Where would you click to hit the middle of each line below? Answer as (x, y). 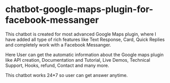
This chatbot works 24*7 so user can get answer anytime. (67, 75)
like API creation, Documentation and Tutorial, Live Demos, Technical (78, 60)
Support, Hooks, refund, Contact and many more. (57, 65)
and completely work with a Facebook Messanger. (58, 45)
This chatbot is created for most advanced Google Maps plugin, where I (81, 34)
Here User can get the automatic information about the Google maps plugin (84, 55)
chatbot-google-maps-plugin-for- (79, 9)
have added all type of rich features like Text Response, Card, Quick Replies (85, 39)
